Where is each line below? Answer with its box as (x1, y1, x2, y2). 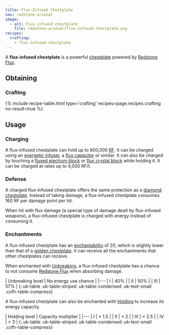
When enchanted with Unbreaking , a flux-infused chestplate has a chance (5, 262, 160, 269)
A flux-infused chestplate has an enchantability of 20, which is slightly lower (5, 242, 164, 248)
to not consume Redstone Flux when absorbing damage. (5, 268, 123, 274)
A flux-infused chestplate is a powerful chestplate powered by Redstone (5, 54, 158, 60)
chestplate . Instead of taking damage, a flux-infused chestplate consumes (5, 192, 160, 198)
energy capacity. (5, 303, 40, 310)
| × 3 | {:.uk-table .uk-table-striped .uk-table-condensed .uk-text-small (5, 318, 152, 325)
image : (5, 17, 19, 22)
